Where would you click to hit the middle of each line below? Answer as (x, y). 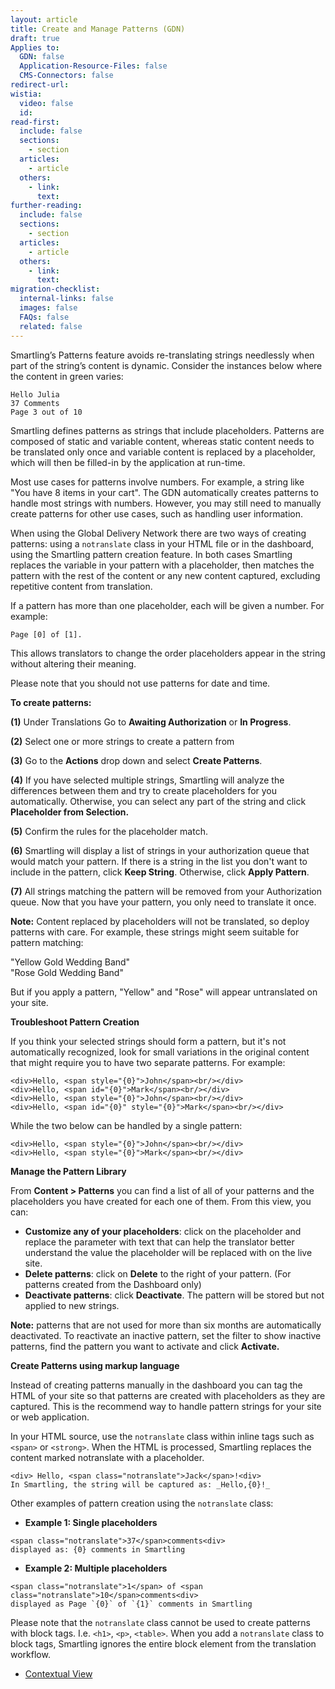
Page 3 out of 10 (46, 412)
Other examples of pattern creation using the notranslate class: (142, 1503)
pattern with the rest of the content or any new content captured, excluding (165, 575)
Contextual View (58, 1673)
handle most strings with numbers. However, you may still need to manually (166, 503)
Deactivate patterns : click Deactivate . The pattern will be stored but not (174, 1295)
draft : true (35, 38)
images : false (48, 308)
